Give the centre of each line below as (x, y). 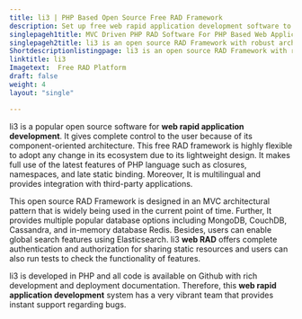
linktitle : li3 (38, 59)
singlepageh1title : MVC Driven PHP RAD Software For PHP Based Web (138, 34)
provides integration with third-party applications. (101, 183)
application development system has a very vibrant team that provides (142, 295)
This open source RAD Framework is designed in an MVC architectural (140, 201)
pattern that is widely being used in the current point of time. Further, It (141, 210)
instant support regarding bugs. (68, 304)
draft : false (34, 76)
